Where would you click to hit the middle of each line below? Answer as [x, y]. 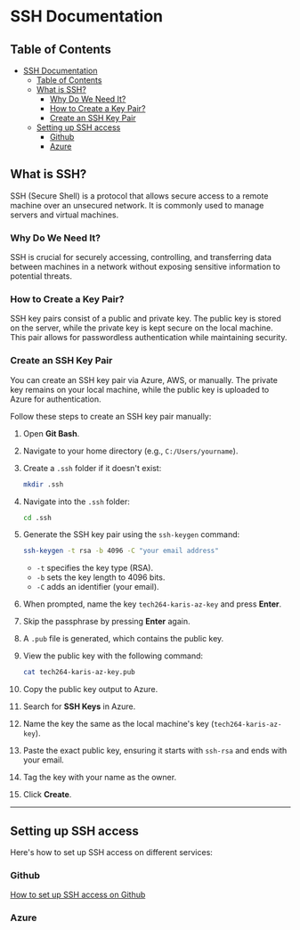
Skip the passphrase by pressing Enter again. [106, 622]
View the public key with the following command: [113, 656]
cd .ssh [37, 518]
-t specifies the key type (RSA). [95, 568]
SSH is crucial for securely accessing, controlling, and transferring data [141, 257]
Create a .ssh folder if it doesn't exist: [92, 468]
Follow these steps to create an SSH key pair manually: [111, 416]
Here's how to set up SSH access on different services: [111, 852]
